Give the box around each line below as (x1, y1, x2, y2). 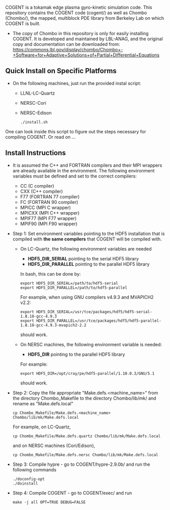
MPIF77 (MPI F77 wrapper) (20, 215, 77, 221)
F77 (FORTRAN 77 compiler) (20, 193, 80, 200)
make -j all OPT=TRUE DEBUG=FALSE (12, 499, 86, 505)
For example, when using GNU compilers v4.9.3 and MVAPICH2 (20, 294, 154, 300)
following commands (12, 466, 57, 472)
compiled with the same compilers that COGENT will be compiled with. (12, 236, 162, 242)
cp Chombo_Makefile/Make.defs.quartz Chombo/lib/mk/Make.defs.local (12, 433, 161, 439)
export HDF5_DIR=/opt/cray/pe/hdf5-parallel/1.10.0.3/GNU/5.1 (20, 371, 155, 376)
